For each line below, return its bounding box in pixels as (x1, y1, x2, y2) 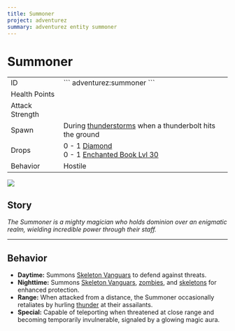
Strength (10, 109, 40, 119)
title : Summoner (7, 10, 55, 18)
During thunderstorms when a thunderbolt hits (63, 121, 215, 130)
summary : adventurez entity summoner (7, 23, 117, 30)
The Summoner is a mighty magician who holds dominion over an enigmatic (7, 218, 227, 227)
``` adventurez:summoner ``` (63, 78, 155, 88)
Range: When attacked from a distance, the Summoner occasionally (17, 292, 215, 302)
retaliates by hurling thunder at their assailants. (17, 300, 153, 309)
